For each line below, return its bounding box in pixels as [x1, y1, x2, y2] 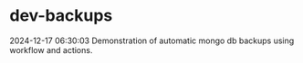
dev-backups [9, 5, 113, 26]
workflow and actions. [9, 44, 93, 55]
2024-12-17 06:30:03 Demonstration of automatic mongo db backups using [9, 35, 295, 46]
